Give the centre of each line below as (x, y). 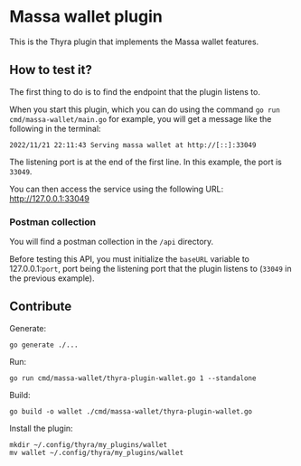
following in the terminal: (55, 128)
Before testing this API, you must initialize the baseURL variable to (130, 259)
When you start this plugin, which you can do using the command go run (145, 109)
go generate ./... (44, 345)
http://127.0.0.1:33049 (50, 198)
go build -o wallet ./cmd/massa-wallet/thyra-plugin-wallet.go (131, 411)
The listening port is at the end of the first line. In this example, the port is (146, 162)
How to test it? (51, 70)
